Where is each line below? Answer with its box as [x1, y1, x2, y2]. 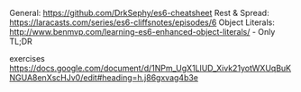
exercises [9, 54, 45, 63]
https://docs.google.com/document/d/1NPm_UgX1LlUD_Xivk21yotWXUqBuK [9, 63, 292, 73]
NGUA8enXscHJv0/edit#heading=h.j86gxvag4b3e [9, 72, 199, 83]
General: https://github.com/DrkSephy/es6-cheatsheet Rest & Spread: [9, 8, 269, 18]
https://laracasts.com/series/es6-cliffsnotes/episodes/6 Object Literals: [9, 17, 275, 28]
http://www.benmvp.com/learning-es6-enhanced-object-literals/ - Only [9, 27, 276, 37]
